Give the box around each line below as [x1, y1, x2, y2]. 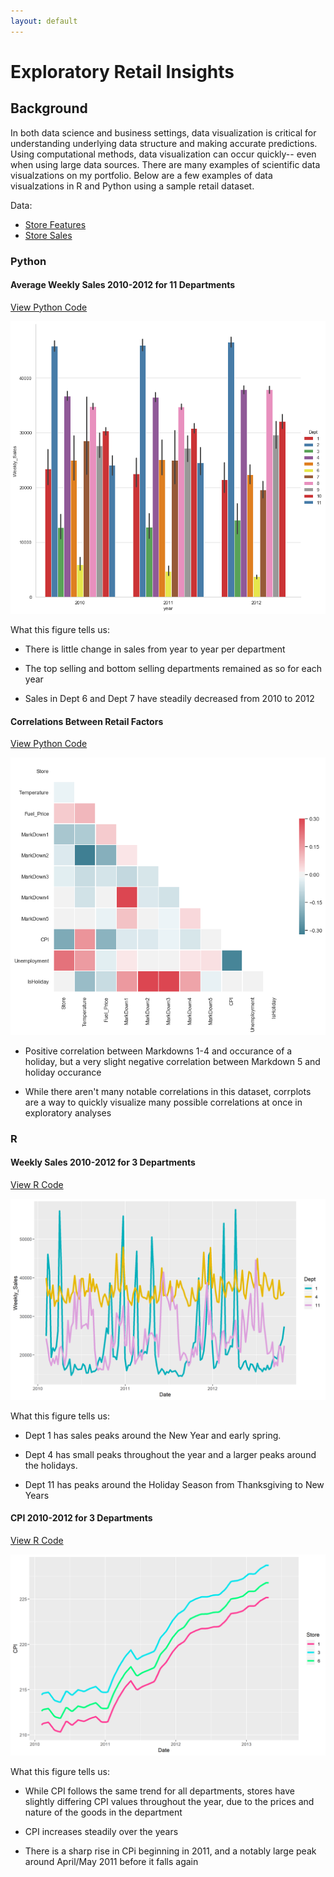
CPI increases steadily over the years [24, 1825, 179, 1837]
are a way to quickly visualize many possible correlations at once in [24, 1096, 303, 1108]
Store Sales [24, 229, 73, 241]
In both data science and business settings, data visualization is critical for [10, 126, 317, 139]
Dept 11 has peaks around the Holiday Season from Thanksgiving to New [24, 1478, 325, 1490]
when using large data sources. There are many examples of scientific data [10, 158, 321, 170]
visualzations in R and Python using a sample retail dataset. [10, 180, 255, 192]
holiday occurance [24, 1066, 102, 1078]
